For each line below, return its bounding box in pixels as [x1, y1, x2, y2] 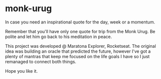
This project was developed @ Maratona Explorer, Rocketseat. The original [5, 43, 156, 49]
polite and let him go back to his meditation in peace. [5, 34, 112, 39]
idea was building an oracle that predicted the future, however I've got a [5, 48, 151, 54]
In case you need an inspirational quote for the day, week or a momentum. [5, 19, 156, 25]
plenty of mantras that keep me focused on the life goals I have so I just [5, 53, 150, 59]
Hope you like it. [5, 68, 38, 74]
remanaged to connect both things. [5, 59, 77, 64]
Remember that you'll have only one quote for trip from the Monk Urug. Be [5, 28, 156, 34]
